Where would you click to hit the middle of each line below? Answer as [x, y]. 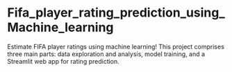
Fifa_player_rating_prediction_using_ [116, 13]
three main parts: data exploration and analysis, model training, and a [106, 54]
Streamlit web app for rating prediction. [63, 61]
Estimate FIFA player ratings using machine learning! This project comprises [116, 46]
